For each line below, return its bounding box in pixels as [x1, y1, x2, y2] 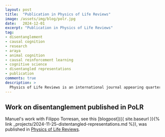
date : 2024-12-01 [5, 21, 45, 26]
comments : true [5, 76, 36, 81]
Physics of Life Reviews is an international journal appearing [9, 84, 144, 90]
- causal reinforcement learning [5, 57, 74, 62]
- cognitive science [5, 62, 48, 67]
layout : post [5, 7, 32, 12]
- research [5, 44, 27, 49]
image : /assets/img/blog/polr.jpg [5, 16, 76, 21]
